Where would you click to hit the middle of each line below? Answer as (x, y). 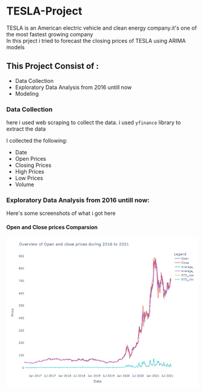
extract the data (26, 129)
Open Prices (31, 159)
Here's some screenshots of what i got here (61, 214)
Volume (25, 185)
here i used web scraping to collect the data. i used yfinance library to (94, 123)
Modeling (27, 93)
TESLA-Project (44, 11)
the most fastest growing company (50, 34)
